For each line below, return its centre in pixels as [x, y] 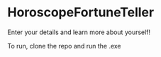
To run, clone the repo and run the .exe [65, 46]
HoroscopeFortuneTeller [81, 12]
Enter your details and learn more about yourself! [79, 32]
